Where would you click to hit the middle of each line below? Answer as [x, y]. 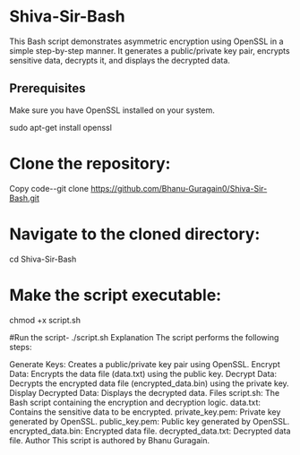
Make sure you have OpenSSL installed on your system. [112, 110]
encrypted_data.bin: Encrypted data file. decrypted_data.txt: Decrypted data [150, 431]
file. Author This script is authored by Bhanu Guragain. [110, 440]
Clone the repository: [90, 163]
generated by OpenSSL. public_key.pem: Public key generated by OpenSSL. [150, 421]
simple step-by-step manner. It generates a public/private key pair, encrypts [150, 50]
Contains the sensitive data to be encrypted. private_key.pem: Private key [145, 412]
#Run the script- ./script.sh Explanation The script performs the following [144, 337]
